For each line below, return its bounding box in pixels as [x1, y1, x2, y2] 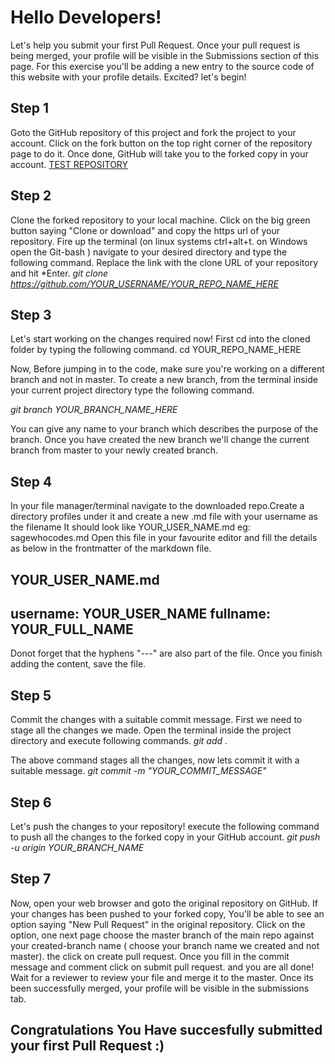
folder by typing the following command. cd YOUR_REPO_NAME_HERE [10, 344, 302, 356]
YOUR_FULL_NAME [10, 621, 134, 638]
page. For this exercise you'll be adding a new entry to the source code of [10, 60, 315, 72]
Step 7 [10, 871, 52, 888]
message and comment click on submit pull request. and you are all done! [10, 961, 315, 973]
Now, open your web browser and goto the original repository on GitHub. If [10, 897, 318, 909]
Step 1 [10, 100, 50, 117]
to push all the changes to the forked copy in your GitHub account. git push [10, 831, 321, 843]
